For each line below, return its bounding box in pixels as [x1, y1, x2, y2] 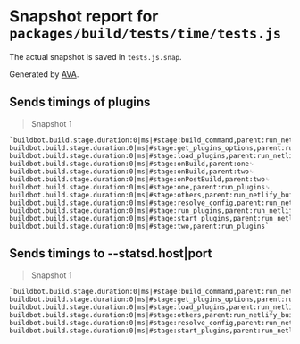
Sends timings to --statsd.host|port [9, 246, 212, 261]
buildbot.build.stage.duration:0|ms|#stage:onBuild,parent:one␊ [9, 159, 255, 168]
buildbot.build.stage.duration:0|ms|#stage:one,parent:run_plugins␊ [9, 182, 271, 191]
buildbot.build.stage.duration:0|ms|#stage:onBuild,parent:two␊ [9, 167, 255, 176]
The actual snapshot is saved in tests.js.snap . [9, 51, 182, 62]
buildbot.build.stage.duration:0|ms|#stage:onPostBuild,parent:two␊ [9, 174, 271, 184]
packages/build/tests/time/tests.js [9, 25, 282, 42]
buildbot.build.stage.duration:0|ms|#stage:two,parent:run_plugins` [9, 222, 270, 231]
